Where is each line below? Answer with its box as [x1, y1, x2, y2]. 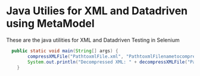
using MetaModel [6, 17, 95, 30]
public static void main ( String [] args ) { [11, 47, 118, 54]
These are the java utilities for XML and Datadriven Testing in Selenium [6, 36, 180, 43]
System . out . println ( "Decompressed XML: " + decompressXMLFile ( [27, 59, 187, 65]
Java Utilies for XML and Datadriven [6, 4, 188, 18]
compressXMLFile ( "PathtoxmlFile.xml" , [27, 53, 124, 59]
